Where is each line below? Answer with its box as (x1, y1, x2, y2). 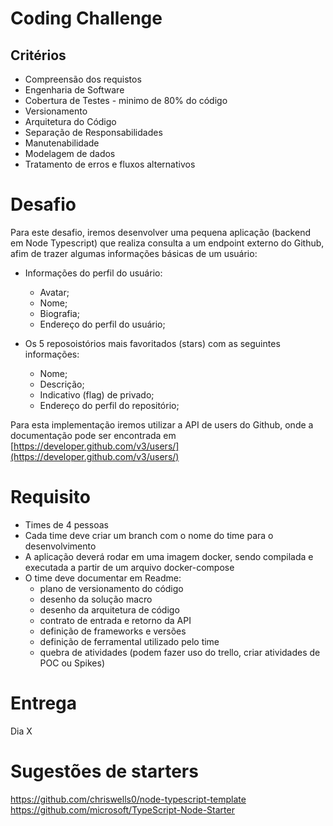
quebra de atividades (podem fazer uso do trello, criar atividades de (39, 646, 321, 658)
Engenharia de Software (24, 84, 125, 96)
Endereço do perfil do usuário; (39, 318, 166, 330)
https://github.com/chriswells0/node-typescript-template (10, 793, 247, 805)
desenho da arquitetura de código (39, 603, 180, 616)
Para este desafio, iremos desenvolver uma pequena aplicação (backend (10, 226, 311, 238)
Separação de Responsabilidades (24, 127, 163, 138)
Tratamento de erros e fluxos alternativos (24, 158, 196, 170)
